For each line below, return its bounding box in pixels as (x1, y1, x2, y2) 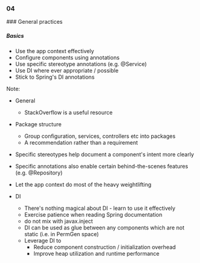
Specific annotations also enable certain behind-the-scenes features (15, 163, 188, 170)
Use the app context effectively (15, 48, 95, 55)
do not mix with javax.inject (24, 218, 93, 225)
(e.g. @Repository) (15, 169, 63, 176)
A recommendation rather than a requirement (24, 139, 138, 146)
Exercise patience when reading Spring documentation (24, 211, 163, 218)
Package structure (15, 121, 62, 128)
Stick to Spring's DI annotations (15, 73, 95, 81)
